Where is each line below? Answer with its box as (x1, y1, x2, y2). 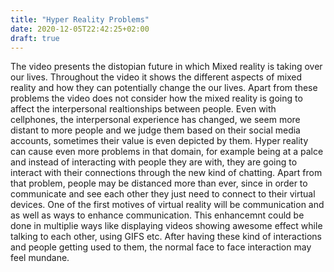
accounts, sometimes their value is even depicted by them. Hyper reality (10, 135, 309, 147)
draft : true (10, 33, 60, 43)
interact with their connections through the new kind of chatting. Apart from (10, 167, 323, 179)
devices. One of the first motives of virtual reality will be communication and (10, 199, 325, 211)
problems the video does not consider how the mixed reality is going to (10, 92, 303, 105)
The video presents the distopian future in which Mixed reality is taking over (10, 61, 323, 73)
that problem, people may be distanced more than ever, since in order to (10, 177, 308, 190)
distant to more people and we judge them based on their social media (10, 124, 301, 136)
